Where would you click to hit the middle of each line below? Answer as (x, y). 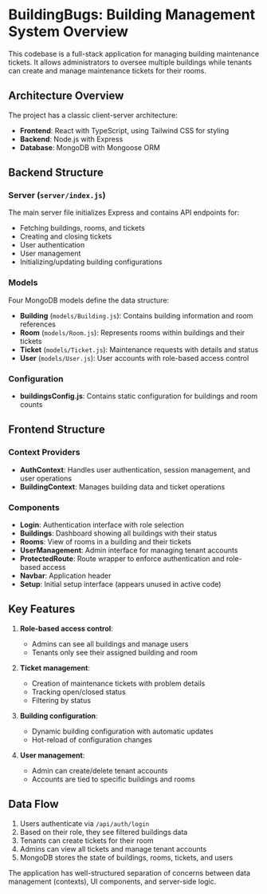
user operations (46, 478)
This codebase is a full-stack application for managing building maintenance (134, 53)
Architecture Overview (66, 96)
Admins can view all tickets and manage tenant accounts (113, 849)
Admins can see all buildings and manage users (110, 643)
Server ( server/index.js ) (57, 196)
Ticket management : (55, 667)
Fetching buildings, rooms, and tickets (82, 228)
